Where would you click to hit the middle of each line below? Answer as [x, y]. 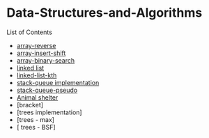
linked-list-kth [37, 75]
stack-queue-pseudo [47, 90]
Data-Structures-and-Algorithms [104, 13]
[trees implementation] [49, 112]
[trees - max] [36, 119]
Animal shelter [37, 97]
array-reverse [36, 45]
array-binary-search [46, 60]
